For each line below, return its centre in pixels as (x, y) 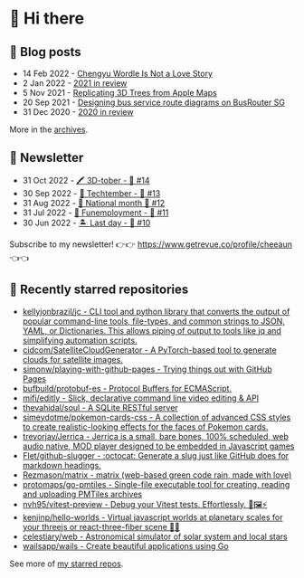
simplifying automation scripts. (80, 340)
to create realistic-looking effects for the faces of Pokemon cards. (145, 426)
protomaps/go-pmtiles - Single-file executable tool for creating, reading (156, 484)
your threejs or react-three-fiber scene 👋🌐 (101, 526)
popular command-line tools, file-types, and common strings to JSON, (153, 321)
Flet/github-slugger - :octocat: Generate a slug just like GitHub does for (156, 455)
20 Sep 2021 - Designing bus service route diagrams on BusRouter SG (153, 102)
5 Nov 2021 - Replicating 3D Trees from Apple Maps (119, 93)
